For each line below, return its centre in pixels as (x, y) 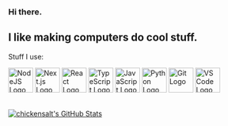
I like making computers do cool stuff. (103, 38)
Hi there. (25, 12)
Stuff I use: (26, 56)
